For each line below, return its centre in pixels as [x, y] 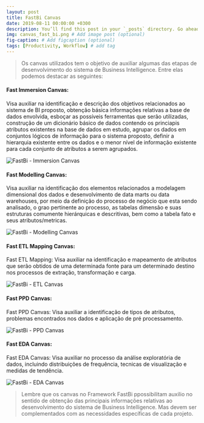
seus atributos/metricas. [37, 220]
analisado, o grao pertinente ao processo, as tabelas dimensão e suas [94, 208]
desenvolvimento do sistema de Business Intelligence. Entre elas [102, 69]
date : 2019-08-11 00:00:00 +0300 [49, 23]
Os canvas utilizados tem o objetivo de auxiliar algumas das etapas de [109, 63]
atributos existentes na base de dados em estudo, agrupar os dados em [96, 130]
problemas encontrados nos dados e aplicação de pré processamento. [95, 318]
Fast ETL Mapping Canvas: [41, 246]
